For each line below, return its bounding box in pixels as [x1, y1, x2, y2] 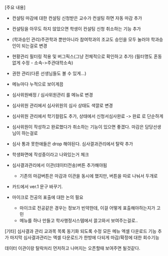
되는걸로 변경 [21, 43, 47, 49]
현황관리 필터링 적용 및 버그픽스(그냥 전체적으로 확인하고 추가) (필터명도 [12, 53, 153, 59]
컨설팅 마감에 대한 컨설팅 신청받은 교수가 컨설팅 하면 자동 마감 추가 [12, 15, 142, 21]
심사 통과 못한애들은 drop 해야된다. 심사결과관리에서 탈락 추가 [12, 141, 133, 147]
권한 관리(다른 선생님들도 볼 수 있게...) [12, 70, 87, 76]
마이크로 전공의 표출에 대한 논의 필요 [12, 194, 83, 200]
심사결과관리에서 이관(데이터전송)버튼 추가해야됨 [12, 162, 108, 168]
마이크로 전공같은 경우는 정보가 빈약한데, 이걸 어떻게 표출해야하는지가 [19, 205, 155, 211]
